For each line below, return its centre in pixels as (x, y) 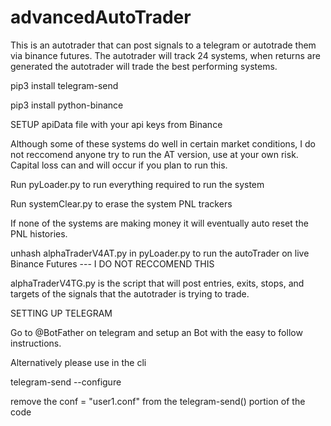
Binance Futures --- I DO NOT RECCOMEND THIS (112, 263)
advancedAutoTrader (101, 17)
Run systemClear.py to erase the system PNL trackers (121, 203)
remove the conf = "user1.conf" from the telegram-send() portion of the (158, 401)
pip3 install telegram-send (64, 85)
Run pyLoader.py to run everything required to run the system (137, 184)
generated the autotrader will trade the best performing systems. (144, 66)
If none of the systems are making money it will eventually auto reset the (159, 223)
